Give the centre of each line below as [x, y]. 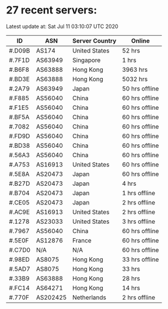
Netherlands [89, 297]
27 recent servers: [52, 10]
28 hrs [131, 278]
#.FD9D [20, 136]
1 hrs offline [139, 193]
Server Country [94, 40]
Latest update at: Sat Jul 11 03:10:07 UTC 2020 [62, 26]
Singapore [86, 60]
